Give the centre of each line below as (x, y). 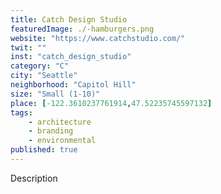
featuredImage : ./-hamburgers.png (82, 29)
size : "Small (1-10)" (55, 94)
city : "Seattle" (44, 76)
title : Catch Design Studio (69, 19)
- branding (51, 131)
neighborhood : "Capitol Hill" (73, 85)
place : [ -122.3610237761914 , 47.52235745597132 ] (111, 103)
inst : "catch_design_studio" (71, 57)
